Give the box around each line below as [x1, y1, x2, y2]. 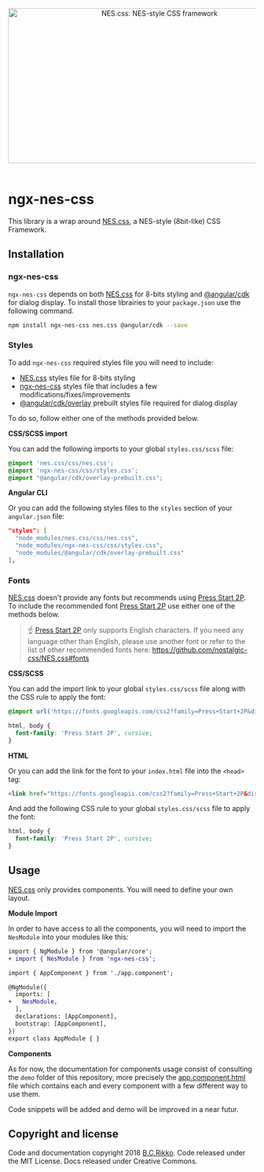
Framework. [8, 225, 47, 234]
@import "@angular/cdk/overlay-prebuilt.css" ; [8, 474, 163, 482]
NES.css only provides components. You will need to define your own [8, 884, 233, 894]
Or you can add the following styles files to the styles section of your [8, 504, 233, 513]
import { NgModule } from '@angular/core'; [8, 947, 153, 955]
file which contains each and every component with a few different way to [8, 1081, 248, 1090]
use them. [8, 1089, 41, 1099]
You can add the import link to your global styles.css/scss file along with [8, 684, 246, 694]
